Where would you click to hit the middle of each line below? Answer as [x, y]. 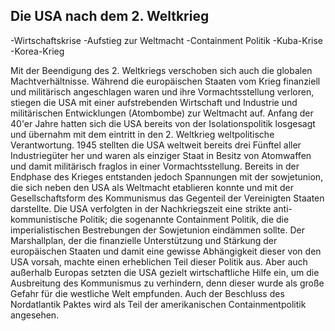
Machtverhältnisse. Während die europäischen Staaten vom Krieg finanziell [165, 81]
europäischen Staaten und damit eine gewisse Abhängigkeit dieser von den [166, 251]
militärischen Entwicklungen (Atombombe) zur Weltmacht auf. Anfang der [162, 113]
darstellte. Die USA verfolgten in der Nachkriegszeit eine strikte [141, 208]
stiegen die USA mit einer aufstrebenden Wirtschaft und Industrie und [154, 102]
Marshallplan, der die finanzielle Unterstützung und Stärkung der [144, 240]
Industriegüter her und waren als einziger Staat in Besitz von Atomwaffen [161, 155]
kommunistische [44, 219]
